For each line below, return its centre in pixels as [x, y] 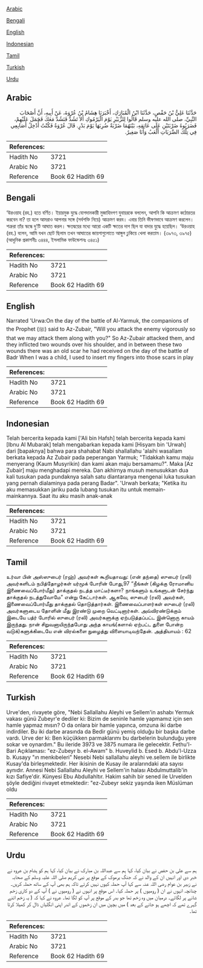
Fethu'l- [182, 744]
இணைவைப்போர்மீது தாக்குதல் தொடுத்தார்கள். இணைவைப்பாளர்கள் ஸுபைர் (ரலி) [101, 604]
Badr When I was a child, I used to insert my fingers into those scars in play [100, 357]
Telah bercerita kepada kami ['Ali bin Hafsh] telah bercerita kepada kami [96, 438]
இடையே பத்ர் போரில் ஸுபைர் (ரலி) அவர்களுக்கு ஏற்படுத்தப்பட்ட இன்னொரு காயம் [100, 618]
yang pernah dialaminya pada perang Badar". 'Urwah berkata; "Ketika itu [97, 483]
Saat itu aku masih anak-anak [76, 496]
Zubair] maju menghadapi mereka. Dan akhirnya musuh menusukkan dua [97, 470]
